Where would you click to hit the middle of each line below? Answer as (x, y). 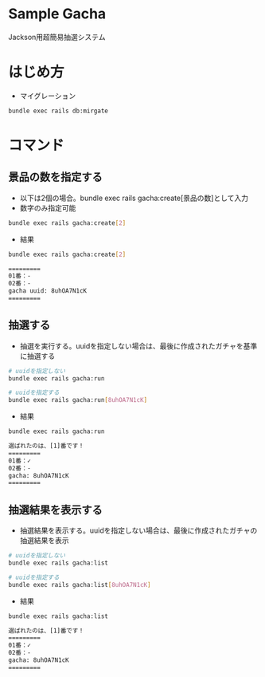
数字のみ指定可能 (48, 207)
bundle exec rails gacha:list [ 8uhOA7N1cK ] (80, 585)
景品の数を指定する (55, 177)
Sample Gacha (57, 14)
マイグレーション (48, 96)
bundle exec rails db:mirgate (58, 111)
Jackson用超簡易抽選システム (57, 37)
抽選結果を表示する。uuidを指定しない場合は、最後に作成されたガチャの (138, 530)
